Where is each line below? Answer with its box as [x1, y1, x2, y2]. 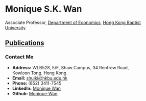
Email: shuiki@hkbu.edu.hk [12, 75, 68, 81]
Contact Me [5, 54, 34, 61]
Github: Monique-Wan [12, 90, 58, 96]
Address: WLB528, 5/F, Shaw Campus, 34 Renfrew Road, [12, 64, 129, 70]
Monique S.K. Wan [5, 3, 82, 15]
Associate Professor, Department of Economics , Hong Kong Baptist [5, 20, 141, 25]
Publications [5, 39, 45, 47]
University [5, 24, 26, 30]
